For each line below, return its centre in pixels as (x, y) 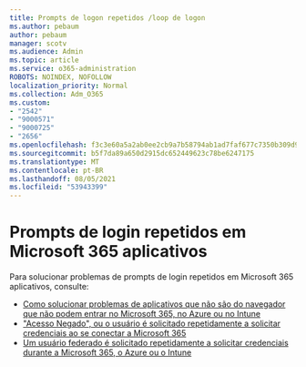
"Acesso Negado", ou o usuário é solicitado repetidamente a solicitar (151, 323)
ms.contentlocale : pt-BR (56, 170)
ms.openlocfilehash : (49, 145)
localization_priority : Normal (69, 86)
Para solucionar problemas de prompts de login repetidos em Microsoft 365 (152, 277)
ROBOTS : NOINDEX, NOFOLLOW (61, 77)
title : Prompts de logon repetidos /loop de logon (107, 18)
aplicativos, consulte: (49, 287)
